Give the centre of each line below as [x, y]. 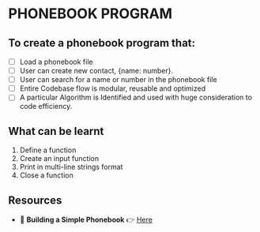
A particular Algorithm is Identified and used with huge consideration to [136, 97]
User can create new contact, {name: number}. [96, 71]
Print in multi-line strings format [71, 167]
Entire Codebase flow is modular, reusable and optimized [113, 88]
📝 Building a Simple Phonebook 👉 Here [86, 219]
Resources [35, 200]
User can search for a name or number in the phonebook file [118, 80]
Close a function [46, 175]
